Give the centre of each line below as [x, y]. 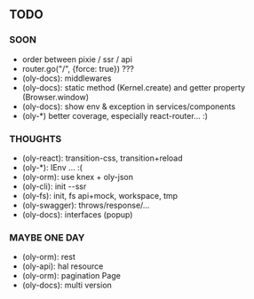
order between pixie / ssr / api [77, 59]
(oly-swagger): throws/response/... [86, 205]
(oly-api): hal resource [63, 266]
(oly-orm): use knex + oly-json [77, 177]
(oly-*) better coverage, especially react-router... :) [115, 115]
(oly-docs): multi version [67, 285]
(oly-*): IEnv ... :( [52, 167]
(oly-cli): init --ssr [54, 186]
